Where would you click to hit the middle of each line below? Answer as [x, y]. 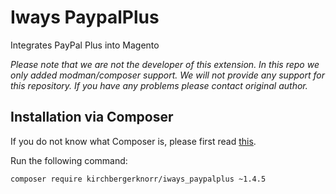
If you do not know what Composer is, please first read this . [133, 141]
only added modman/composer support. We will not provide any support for [167, 75]
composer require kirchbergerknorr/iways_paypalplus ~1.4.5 [138, 179]
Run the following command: [69, 160]
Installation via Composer [92, 117]
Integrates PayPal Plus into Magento [85, 45]
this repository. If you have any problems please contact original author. [159, 85]
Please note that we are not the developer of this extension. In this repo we [165, 64]
